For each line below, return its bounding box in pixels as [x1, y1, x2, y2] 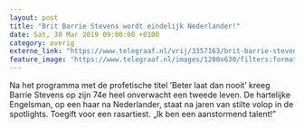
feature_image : [9, 55, 67, 64]
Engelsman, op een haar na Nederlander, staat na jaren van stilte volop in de [9, 99, 294, 109]
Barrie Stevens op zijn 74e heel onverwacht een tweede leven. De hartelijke [9, 89, 291, 100]
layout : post [9, 13, 59, 23]
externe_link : [9, 47, 63, 56]
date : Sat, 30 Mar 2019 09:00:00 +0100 [9, 30, 160, 39]
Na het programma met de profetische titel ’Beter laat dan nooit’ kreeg [9, 80, 271, 90]
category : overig [9, 38, 75, 48]
